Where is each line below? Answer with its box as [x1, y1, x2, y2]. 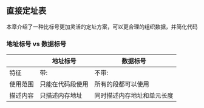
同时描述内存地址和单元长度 [94, 92, 174, 100]
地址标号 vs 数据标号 [6, 39, 67, 48]
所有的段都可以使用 [94, 80, 150, 89]
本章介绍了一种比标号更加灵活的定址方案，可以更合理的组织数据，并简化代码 [6, 23, 198, 30]
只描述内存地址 [39, 92, 83, 100]
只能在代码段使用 [39, 80, 89, 89]
